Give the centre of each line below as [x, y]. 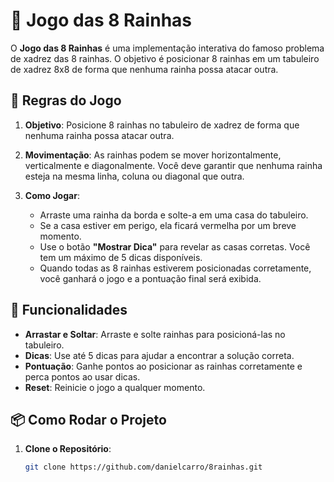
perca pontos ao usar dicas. [82, 376]
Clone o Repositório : [68, 449]
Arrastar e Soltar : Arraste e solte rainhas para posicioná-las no [155, 334]
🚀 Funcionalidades [69, 310]
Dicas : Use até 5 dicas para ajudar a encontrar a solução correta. [159, 355]
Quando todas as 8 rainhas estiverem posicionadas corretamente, [175, 268]
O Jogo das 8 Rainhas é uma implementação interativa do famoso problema [167, 48]
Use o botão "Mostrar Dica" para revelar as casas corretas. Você [175, 246]
